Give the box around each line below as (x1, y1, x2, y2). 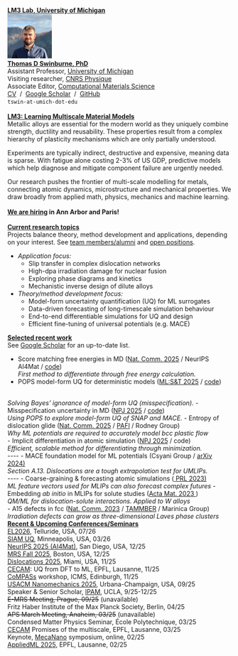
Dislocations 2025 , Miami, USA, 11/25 (7, 557, 117, 566)
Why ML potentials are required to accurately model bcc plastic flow (7, 429, 209, 437)
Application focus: (17, 252, 72, 260)
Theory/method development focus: (17, 289, 123, 298)
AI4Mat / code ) (17, 362, 63, 370)
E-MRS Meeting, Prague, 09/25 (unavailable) (7, 595, 139, 603)
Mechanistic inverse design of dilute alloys (28, 282, 153, 290)
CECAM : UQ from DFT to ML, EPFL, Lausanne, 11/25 (7, 565, 160, 573)
